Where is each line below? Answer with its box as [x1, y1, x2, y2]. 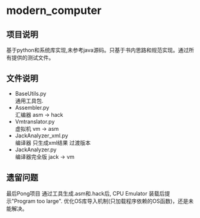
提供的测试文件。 [11, 54, 54, 61]
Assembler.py [15, 104, 50, 111]
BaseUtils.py [15, 90, 47, 97]
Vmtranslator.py [15, 117, 55, 125]
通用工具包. [15, 97, 44, 104]
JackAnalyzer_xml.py [15, 131, 68, 139]
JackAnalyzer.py [15, 146, 57, 153]
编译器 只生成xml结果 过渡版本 [15, 139, 91, 146]
